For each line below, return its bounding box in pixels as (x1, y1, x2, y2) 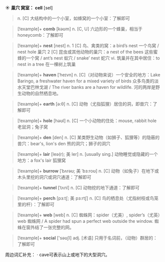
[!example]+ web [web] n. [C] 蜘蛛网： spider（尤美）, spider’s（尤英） (17, 212, 161, 218)
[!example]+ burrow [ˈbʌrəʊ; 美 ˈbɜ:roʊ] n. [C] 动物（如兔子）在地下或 (17, 168, 160, 174)
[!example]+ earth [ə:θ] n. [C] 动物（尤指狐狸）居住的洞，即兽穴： (17, 101, 153, 107)
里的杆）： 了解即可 (17, 201, 55, 207)
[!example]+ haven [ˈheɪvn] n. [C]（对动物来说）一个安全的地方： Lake (17, 72, 161, 77)
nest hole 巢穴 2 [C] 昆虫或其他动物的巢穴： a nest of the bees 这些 (17, 49, 154, 55)
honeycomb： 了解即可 (17, 32, 63, 38)
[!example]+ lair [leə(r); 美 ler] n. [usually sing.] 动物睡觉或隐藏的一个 (17, 151, 158, 157)
